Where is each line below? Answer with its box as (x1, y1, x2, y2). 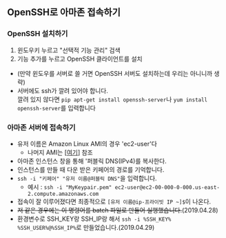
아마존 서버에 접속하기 (7, 123, 76, 132)
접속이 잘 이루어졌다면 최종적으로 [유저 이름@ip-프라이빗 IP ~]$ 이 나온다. (17, 197, 212, 206)
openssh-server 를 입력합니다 (17, 103, 96, 112)
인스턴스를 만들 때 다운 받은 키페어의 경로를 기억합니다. (17, 165, 165, 174)
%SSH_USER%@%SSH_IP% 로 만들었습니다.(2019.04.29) (17, 223, 155, 231)
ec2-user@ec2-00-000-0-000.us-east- (114, 184, 220, 191)
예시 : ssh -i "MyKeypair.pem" (27, 182, 112, 191)
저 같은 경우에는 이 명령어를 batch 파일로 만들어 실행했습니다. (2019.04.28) (17, 206, 218, 214)
